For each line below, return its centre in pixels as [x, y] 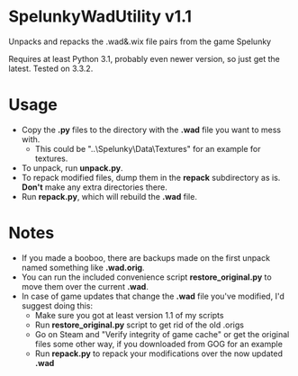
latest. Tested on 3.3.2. [51, 68]
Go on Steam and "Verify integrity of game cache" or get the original [162, 334]
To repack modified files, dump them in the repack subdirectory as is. [151, 177]
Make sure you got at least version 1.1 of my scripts [129, 315]
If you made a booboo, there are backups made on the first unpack [146, 257]
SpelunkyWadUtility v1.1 [100, 17]
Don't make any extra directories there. [95, 187]
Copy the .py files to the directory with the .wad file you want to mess [151, 130]
